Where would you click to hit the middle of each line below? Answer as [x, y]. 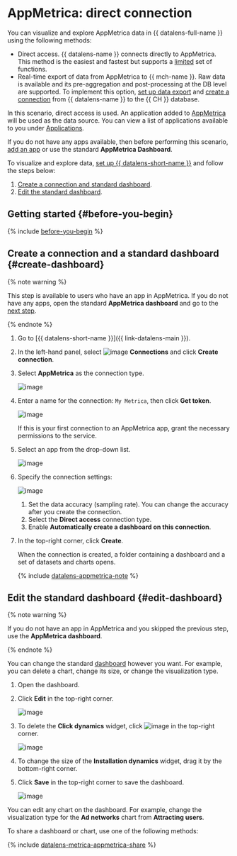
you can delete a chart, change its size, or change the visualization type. [113, 671]
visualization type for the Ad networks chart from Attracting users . [106, 818]
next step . [22, 311]
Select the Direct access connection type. [90, 519]
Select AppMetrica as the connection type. [81, 373]
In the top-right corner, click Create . [70, 540]
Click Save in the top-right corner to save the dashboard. [101, 782]
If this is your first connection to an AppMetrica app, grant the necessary [123, 428]
